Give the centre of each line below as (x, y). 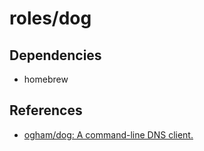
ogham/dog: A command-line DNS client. (108, 134)
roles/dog (50, 18)
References (46, 110)
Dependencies (55, 55)
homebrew (46, 79)
